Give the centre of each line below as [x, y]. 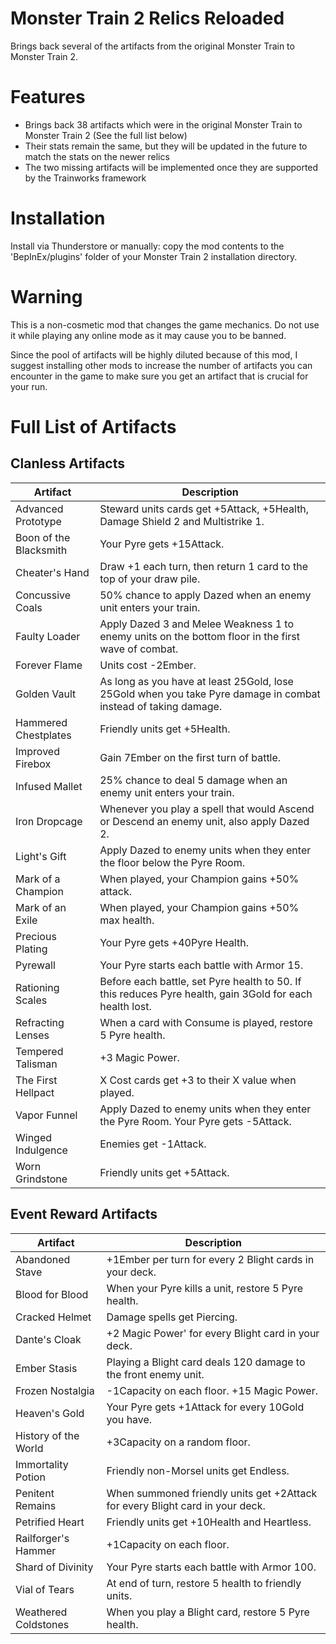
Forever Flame [49, 665]
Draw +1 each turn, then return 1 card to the [203, 566]
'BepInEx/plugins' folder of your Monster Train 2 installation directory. [154, 256]
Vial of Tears [45, 1589]
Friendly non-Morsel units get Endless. [198, 1470]
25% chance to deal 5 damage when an [193, 780]
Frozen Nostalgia [55, 1390]
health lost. [125, 1006]
